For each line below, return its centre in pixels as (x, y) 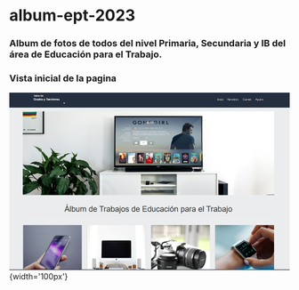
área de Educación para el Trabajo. (86, 54)
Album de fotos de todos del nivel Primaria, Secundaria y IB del (148, 44)
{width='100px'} (39, 277)
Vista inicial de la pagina (63, 78)
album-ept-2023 (73, 16)
